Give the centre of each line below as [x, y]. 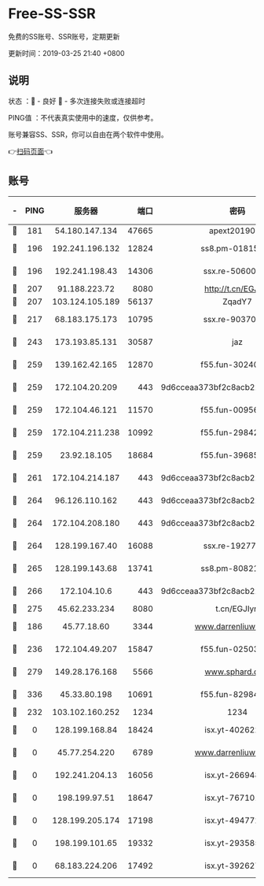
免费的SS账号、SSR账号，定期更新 [64, 36]
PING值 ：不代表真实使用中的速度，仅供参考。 [83, 117]
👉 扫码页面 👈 [31, 151]
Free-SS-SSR [52, 14]
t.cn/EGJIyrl [237, 609]
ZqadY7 [238, 302]
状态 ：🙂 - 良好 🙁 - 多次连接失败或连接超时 [77, 101]
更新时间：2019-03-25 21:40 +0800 [66, 53]
